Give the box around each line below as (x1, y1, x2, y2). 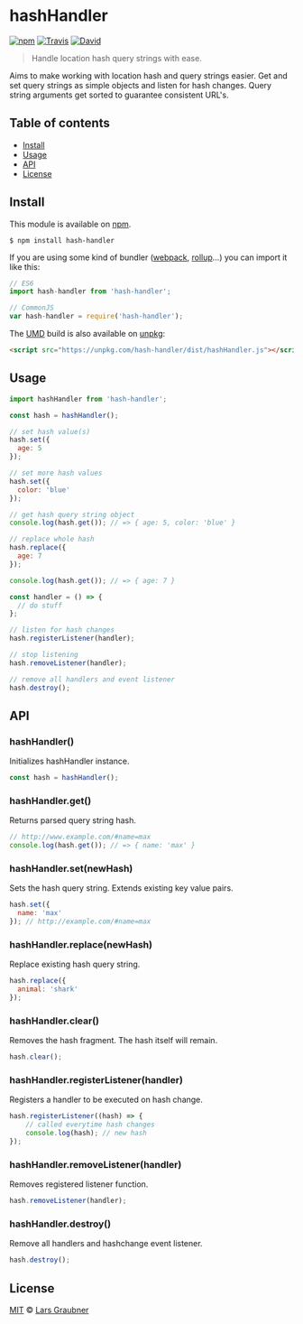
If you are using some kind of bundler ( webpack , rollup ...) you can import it (9, 252, 288, 263)
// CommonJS (9, 303, 54, 312)
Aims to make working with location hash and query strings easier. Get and (9, 69, 288, 81)
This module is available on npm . (9, 218, 132, 229)
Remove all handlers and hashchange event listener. (9, 1238, 203, 1249)
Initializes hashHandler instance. (9, 755, 130, 767)
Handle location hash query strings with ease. (31, 52, 203, 63)
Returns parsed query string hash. (9, 815, 137, 826)
